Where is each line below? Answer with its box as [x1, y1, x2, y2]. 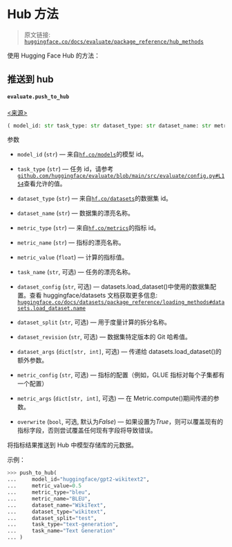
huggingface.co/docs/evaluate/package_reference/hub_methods [23, 38, 204, 45]
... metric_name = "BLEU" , [7, 495, 91, 502]
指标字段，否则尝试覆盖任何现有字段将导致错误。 [17, 427, 157, 435]
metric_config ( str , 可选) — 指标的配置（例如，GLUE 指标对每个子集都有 [17, 371, 225, 379]
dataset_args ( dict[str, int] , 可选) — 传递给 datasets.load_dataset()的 [17, 348, 222, 356]
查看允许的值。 [23, 179, 67, 188]
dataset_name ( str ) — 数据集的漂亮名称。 [17, 209, 135, 217]
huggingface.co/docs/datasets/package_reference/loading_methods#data [17, 299, 225, 306]
